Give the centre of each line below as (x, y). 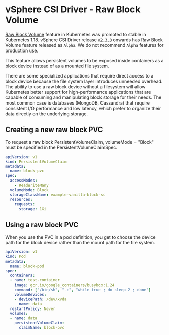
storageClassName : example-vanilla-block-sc (58, 195)
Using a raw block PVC (42, 225)
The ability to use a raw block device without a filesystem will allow (75, 86)
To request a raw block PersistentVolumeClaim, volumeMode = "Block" (79, 142)
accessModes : (24, 181)
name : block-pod (27, 266)
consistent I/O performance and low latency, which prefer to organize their (83, 108)
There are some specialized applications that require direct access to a (79, 75)
